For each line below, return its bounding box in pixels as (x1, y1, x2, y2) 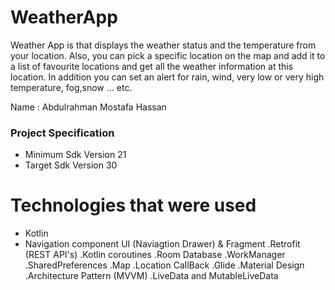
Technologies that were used (10, 194, 257, 217)
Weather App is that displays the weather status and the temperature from (10, 39, 317, 51)
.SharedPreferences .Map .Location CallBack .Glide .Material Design (24, 259, 305, 271)
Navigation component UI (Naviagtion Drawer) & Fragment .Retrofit (24, 238, 301, 250)
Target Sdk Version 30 (24, 159, 118, 171)
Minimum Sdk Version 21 (24, 149, 127, 161)
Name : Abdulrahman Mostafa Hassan (10, 101, 167, 113)
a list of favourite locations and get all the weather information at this (10, 60, 294, 72)
